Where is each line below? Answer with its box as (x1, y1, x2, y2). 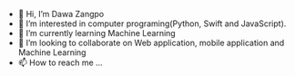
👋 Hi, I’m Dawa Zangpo (17, 9, 105, 19)
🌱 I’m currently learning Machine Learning (17, 28, 176, 38)
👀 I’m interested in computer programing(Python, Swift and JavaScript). (17, 18, 287, 29)
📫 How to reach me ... (17, 57, 103, 68)
